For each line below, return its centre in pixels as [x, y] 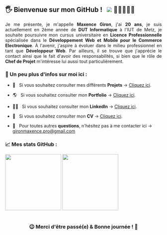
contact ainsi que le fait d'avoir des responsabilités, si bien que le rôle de [83, 56]
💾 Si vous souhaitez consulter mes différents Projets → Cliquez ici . [82, 85]
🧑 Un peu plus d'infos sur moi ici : [46, 74]
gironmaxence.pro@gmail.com [44, 131]
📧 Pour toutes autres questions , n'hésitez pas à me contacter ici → [82, 126]
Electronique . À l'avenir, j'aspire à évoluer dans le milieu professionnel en [83, 45]
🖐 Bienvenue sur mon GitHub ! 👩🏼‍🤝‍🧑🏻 [70, 10]
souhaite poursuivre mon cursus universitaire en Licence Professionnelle [83, 35]
